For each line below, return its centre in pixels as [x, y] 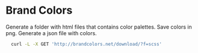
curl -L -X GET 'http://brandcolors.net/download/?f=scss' [87, 44]
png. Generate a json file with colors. [51, 33]
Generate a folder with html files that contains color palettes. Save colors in [99, 27]
